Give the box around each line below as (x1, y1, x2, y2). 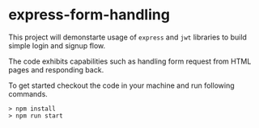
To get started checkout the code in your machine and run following (8, 81, 235, 90)
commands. (8, 89, 49, 98)
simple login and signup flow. (8, 40, 106, 50)
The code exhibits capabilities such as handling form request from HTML (8, 56, 252, 66)
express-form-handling (8, 6, 170, 24)
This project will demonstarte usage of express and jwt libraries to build (8, 32, 247, 42)
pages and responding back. (8, 64, 104, 74)
